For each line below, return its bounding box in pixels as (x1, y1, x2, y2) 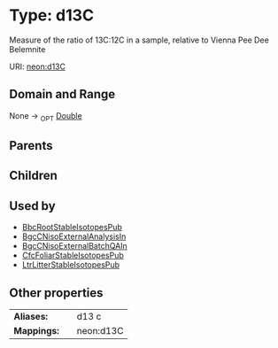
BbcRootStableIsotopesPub (21, 222, 122, 233)
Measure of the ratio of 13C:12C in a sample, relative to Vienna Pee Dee (9, 35, 270, 45)
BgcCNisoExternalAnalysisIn (21, 231, 127, 242)
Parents (9, 138, 53, 153)
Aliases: (13, 310, 49, 322)
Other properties (9, 285, 104, 300)
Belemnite (9, 43, 46, 54)
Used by (9, 198, 56, 213)
